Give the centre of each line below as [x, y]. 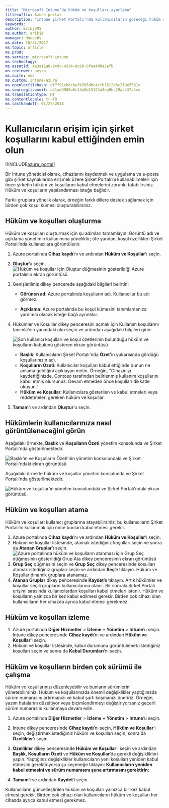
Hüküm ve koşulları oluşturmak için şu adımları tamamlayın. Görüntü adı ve [82, 233]
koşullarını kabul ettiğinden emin [75, 140]
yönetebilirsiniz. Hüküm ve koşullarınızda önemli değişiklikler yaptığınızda [81, 692]
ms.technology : [21, 62]
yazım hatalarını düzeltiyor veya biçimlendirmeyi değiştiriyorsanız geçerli [80, 703]
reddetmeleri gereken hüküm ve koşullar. [62, 397]
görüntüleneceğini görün [45, 431]
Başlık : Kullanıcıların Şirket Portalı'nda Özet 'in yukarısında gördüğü [89, 355]
